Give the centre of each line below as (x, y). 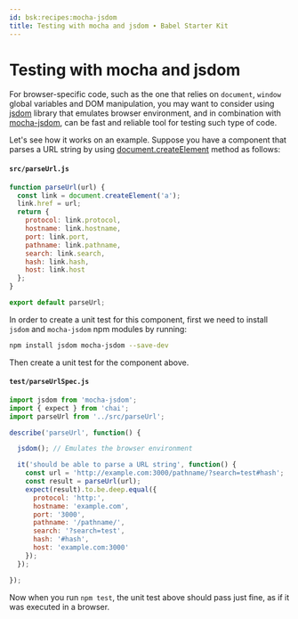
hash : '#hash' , (61, 540)
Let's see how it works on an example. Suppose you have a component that (148, 140)
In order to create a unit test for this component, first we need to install (139, 319)
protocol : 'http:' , (68, 498)
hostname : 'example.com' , (81, 506)
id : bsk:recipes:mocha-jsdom (63, 17)
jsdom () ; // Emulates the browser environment (105, 449)
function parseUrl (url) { (57, 187)
